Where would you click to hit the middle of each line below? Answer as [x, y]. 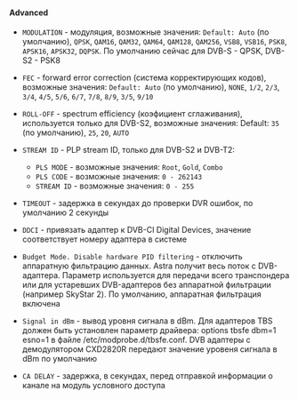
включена [41, 304]
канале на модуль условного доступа [94, 386]
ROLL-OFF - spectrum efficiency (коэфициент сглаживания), [132, 114]
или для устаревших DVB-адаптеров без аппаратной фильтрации [146, 285]
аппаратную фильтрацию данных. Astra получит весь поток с [139, 266]
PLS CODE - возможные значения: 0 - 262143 [119, 177]
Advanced [29, 12]
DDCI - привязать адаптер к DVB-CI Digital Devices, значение [137, 230]
